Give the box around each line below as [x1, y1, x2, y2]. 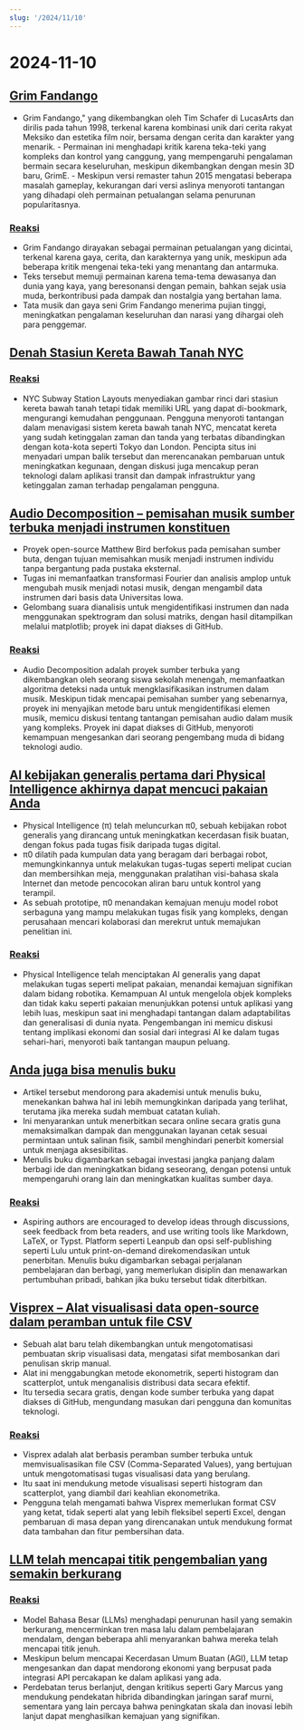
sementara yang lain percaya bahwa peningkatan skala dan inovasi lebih [22, 1700, 293, 1712]
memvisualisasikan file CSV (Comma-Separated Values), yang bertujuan [22, 1459, 292, 1470]
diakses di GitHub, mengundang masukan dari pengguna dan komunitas [22, 1396, 292, 1407]
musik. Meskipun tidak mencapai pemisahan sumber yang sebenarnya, [22, 693, 288, 704]
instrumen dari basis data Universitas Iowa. [22, 592, 184, 603]
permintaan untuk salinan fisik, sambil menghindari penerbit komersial [22, 1134, 284, 1146]
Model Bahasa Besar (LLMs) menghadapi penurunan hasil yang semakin [22, 1614, 292, 1625]
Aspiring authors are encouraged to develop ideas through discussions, [22, 1216, 290, 1227]
